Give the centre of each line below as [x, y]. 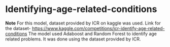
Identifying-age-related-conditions [81, 9]
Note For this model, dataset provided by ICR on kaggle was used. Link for [83, 23]
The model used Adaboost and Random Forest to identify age [93, 33]
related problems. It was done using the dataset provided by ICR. [73, 39]
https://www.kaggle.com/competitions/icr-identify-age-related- [98, 28]
